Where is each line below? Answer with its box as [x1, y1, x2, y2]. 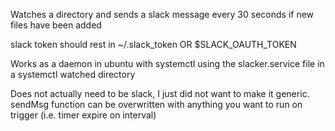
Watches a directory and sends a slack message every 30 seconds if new [10, 9, 315, 20]
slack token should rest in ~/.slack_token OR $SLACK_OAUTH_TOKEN [10, 39, 297, 50]
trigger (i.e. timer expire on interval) [10, 109, 157, 121]
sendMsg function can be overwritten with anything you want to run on [10, 99, 303, 110]
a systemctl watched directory [10, 69, 136, 80]
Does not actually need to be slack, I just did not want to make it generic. [10, 88, 310, 99]
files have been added [10, 19, 102, 31]
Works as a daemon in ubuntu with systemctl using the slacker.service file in [10, 58, 325, 69]
